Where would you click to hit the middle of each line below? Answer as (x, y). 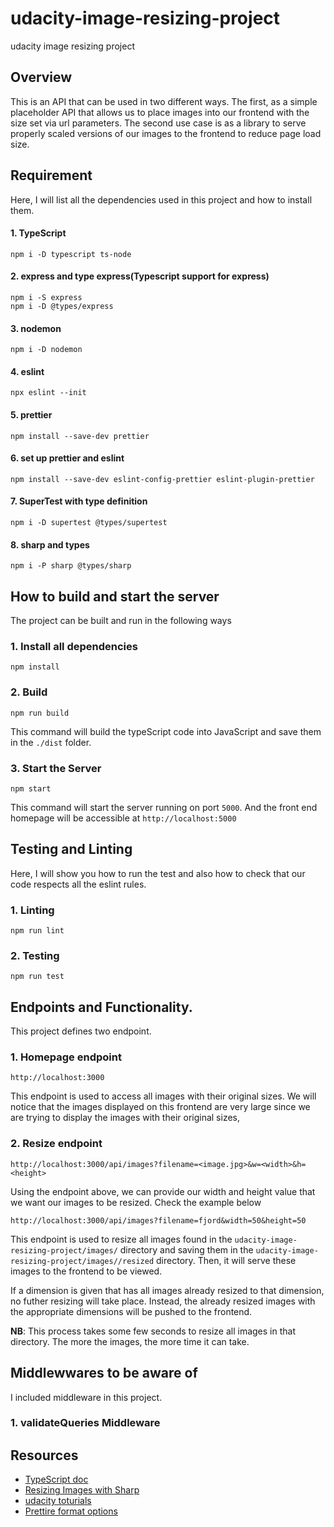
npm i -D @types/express (62, 306)
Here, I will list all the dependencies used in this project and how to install (161, 199)
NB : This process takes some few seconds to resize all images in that (153, 1331)
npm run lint (37, 931)
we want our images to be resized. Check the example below (136, 1202)
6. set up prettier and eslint (67, 458)
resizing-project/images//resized (82, 1261)
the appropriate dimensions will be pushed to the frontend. (131, 1311)
